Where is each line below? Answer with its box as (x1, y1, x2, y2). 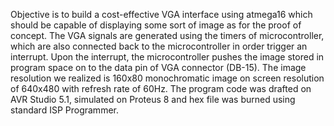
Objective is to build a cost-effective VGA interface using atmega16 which (10, 9, 313, 20)
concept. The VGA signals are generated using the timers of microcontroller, (10, 30, 325, 41)
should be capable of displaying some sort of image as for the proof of (10, 19, 302, 31)
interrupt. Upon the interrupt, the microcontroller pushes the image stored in (10, 51, 325, 63)
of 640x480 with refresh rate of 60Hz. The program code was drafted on (10, 83, 312, 94)
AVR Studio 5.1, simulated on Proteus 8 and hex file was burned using (10, 94, 296, 105)
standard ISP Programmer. (10, 104, 119, 116)
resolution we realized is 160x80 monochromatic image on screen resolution (10, 72, 325, 84)
